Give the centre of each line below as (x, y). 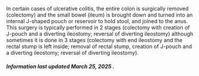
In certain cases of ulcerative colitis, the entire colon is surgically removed (98, 9)
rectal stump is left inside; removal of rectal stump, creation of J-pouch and (99, 46)
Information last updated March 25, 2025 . (60, 66)
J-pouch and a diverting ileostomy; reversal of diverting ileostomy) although (100, 34)
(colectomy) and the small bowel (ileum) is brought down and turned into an (99, 15)
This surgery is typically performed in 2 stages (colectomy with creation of (98, 27)
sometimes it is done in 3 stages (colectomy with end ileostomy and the (94, 40)
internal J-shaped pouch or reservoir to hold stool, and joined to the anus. (97, 21)
